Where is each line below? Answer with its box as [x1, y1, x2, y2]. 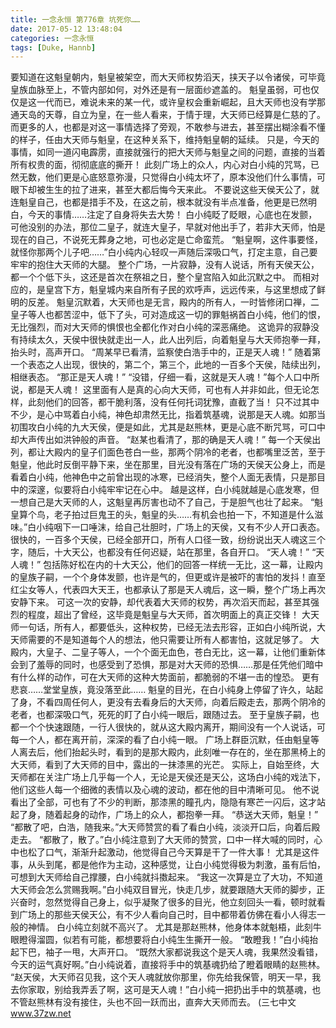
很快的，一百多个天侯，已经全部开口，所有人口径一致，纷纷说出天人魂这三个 [10, 534, 326, 546]
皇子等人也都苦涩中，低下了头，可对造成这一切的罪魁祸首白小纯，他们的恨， [10, 309, 326, 321]
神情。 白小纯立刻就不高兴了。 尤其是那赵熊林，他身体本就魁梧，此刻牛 [27, 921, 322, 933]
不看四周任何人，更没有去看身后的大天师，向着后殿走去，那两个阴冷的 [36, 696, 326, 708]
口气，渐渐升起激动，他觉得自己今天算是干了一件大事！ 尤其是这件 [44, 846, 320, 858]
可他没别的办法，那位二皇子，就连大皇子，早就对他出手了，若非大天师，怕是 [10, 221, 326, 233]
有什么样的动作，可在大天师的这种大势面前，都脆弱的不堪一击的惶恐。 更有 [10, 671, 320, 683]
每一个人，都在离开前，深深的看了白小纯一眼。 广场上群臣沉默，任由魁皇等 [10, 734, 320, 746]
